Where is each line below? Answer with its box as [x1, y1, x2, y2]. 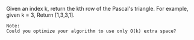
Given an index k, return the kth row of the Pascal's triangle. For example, [6, 5, 189, 12]
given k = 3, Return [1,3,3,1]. [6, 11, 75, 19]
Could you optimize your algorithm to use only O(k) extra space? [6, 28, 177, 34]
